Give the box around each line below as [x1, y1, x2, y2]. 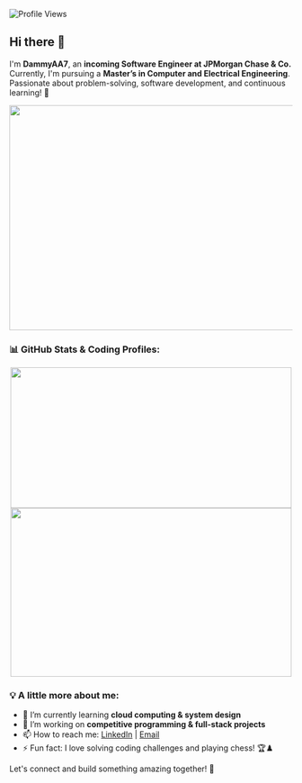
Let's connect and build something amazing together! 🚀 [9, 763, 215, 774]
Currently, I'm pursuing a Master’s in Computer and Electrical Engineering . [9, 67, 290, 78]
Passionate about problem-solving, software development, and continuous [9, 77, 286, 88]
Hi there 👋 [9, 34, 66, 49]
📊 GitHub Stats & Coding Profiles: [9, 343, 160, 355]
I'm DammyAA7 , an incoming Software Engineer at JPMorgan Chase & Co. [9, 58, 292, 69]
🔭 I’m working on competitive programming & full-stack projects [22, 719, 266, 730]
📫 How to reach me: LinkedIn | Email [22, 729, 160, 740]
